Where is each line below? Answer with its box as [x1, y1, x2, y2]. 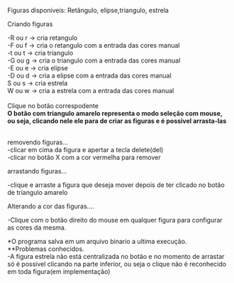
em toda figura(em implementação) [7, 267, 111, 276]
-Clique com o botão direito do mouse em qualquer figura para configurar [7, 216, 223, 224]
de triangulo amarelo [7, 188, 68, 196]
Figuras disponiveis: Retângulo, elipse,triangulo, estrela [7, 6, 169, 14]
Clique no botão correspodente [7, 102, 99, 110]
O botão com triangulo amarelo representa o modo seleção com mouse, [7, 110, 223, 117]
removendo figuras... [7, 138, 69, 146]
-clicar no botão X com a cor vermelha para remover [7, 153, 161, 161]
